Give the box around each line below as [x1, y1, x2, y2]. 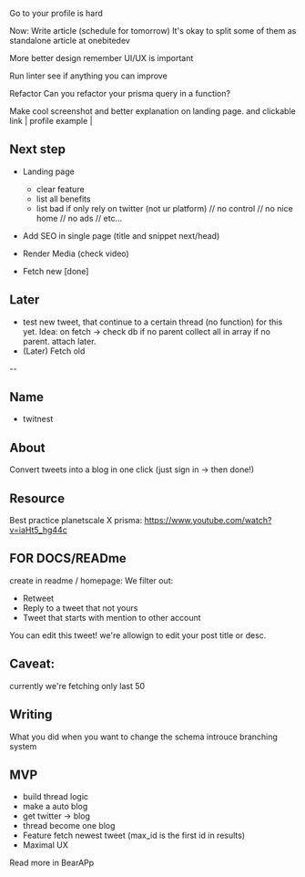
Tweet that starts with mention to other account [22, 612, 202, 623]
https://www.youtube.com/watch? [144, 515, 272, 526]
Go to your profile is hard [9, 8, 103, 18]
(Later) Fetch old [22, 346, 86, 356]
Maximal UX [22, 840, 68, 851]
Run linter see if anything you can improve [9, 70, 168, 81]
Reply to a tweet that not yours [22, 602, 138, 614]
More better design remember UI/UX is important [9, 53, 194, 63]
